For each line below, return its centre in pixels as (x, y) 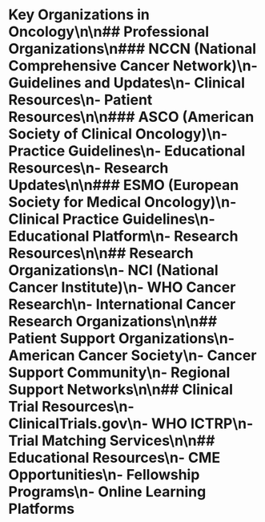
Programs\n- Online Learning (107, 492)
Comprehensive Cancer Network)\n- (133, 66)
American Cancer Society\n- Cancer (132, 356)
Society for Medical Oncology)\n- (122, 202)
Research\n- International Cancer (122, 304)
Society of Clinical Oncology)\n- (118, 134)
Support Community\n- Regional (119, 372)
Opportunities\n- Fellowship (104, 475)
